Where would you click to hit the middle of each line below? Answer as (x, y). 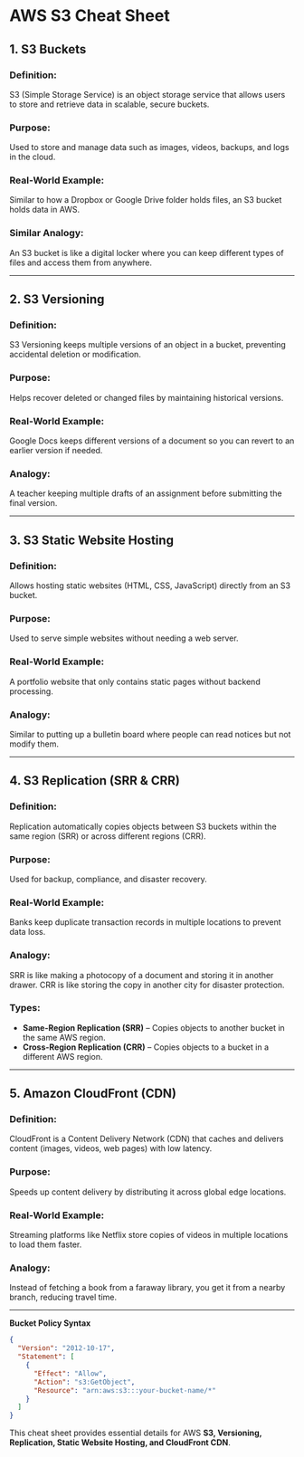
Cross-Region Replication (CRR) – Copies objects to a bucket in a (146, 1047)
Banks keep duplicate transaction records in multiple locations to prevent (145, 922)
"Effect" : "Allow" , (70, 1373)
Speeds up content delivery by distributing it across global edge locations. (148, 1192)
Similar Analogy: (47, 233)
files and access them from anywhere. (81, 262)
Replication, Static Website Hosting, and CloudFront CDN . (120, 1443)
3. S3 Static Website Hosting (92, 540)
